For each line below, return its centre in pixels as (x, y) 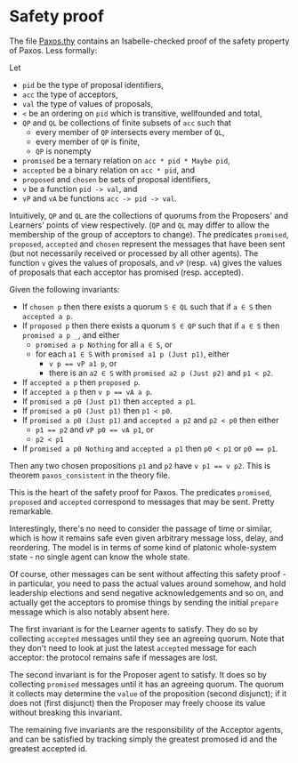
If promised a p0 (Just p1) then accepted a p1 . (109, 401)
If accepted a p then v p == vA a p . (87, 391)
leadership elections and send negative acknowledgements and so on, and (146, 592)
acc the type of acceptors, (70, 94)
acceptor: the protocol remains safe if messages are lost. (114, 657)
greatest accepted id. (48, 748)
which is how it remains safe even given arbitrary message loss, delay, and (146, 538)
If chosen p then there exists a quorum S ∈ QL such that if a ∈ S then (147, 306)
